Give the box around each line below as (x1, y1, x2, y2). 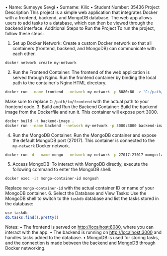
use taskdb (5, 210, 28, 215)
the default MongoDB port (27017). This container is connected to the (12, 137, 155, 143)
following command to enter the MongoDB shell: (12, 166, 112, 173)
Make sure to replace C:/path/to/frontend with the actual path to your (5, 98, 149, 104)
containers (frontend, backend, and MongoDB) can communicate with (12, 46, 156, 51)
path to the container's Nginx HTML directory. (12, 79, 107, 86)
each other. (12, 51, 36, 57)
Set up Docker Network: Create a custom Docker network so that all (12, 40, 152, 46)
